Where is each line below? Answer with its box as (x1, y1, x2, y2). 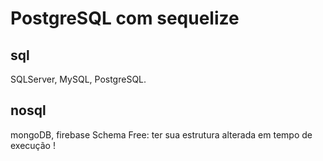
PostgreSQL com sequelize (10, 7, 240, 30)
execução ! (10, 139, 56, 151)
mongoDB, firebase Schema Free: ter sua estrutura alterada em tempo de (10, 128, 313, 141)
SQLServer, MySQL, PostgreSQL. (10, 73, 147, 85)
